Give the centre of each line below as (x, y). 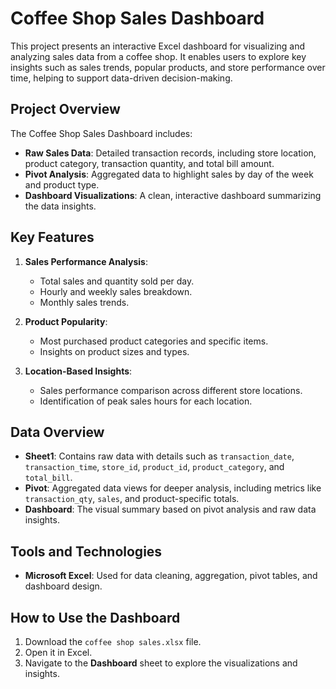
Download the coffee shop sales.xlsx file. (113, 641)
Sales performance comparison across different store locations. (171, 390)
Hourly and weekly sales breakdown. (116, 291)
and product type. (62, 184)
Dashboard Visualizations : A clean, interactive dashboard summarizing (173, 195)
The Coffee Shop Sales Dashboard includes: (101, 133)
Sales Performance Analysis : (86, 261)
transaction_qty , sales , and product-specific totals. (132, 499)
